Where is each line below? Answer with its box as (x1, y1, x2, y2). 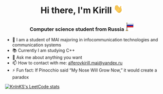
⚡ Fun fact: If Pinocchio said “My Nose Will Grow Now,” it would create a (12, 67, 157, 73)
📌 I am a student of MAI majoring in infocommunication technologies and (12, 37, 158, 43)
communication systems (12, 42, 62, 48)
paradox (12, 75, 29, 80)
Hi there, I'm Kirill (40, 5, 112, 16)
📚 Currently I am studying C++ (12, 48, 75, 54)
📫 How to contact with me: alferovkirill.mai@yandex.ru (12, 60, 123, 66)
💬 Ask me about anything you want (12, 55, 82, 60)
